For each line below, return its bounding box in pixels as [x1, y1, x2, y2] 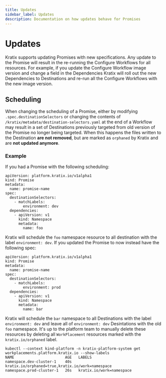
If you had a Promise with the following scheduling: [5, 164, 110, 170]
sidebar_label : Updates [5, 12, 55, 17]
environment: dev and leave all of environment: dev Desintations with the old [5, 321, 162, 327]
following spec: [5, 245, 36, 251]
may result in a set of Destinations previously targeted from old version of [5, 124, 156, 130]
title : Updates [5, 7, 37, 12]
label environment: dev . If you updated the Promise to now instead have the [5, 240, 160, 246]
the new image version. [5, 81, 53, 87]
